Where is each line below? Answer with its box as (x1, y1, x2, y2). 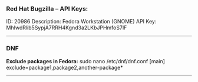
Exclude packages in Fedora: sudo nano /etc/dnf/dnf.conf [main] (6, 57, 165, 64)
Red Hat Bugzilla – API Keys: (6, 5, 88, 13)
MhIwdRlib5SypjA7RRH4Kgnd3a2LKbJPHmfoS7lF (6, 24, 127, 31)
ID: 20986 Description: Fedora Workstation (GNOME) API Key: (6, 18, 157, 25)
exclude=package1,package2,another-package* (6, 64, 123, 71)
